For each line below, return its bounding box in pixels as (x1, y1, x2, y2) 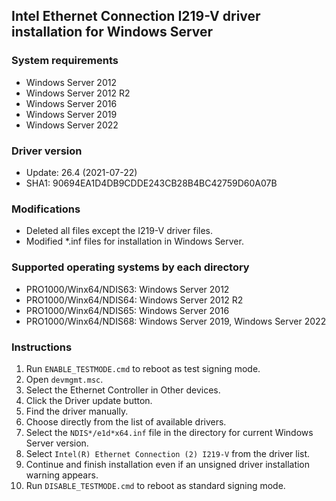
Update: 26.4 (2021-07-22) (25, 166, 138, 178)
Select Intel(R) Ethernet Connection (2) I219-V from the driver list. (25, 447, 311, 459)
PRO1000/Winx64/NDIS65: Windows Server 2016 (25, 304, 230, 316)
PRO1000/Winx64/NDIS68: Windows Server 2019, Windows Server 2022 (25, 315, 327, 327)
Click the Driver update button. (25, 394, 153, 406)
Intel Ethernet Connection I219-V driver (11, 8, 261, 25)
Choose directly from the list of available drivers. (25, 415, 227, 428)
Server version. (25, 437, 89, 449)
